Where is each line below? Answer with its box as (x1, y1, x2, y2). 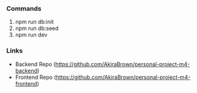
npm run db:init (15, 18, 54, 26)
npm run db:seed (15, 24, 59, 32)
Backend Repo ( (15, 60, 56, 68)
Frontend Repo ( (15, 73, 56, 81)
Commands (6, 4, 42, 13)
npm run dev (15, 31, 48, 39)
